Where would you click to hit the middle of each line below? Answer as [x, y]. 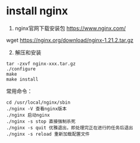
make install [22, 79]
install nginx [37, 11]
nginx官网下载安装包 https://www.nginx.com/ [70, 28]
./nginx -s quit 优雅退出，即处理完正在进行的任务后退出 [70, 128]
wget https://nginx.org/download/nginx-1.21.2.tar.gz [70, 40]
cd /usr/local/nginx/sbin [38, 102]
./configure [21, 69]
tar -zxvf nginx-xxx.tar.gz [41, 64]
